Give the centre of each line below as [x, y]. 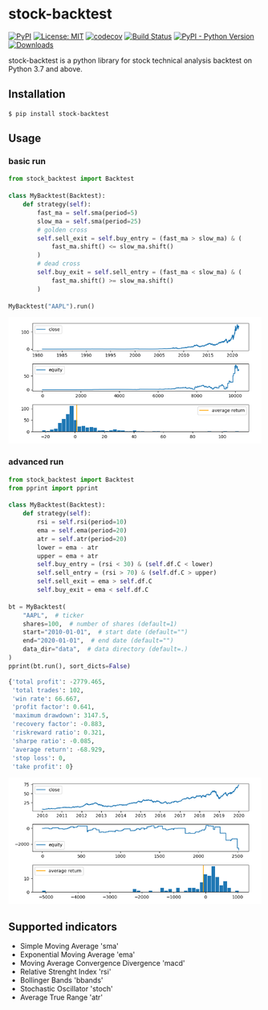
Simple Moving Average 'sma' [69, 946]
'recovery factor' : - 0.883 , [59, 725]
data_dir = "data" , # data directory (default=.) [106, 649]
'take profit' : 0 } [43, 766]
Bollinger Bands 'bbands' [61, 980]
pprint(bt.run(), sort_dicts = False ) [69, 666]
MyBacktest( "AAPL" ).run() [51, 306]
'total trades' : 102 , [48, 690]
